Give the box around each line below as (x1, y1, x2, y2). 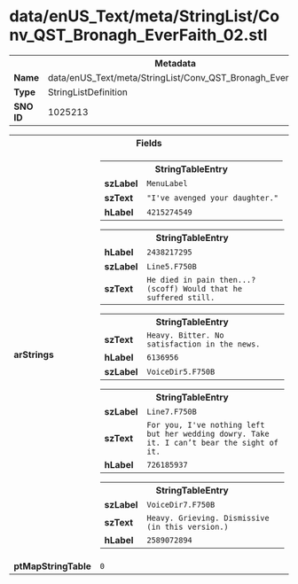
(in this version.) (145, 521, 229, 532)
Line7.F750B (145, 406, 197, 417)
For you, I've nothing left (145, 419, 265, 430)
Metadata (154, 57, 197, 69)
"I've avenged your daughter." (145, 192, 279, 203)
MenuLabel (145, 178, 188, 188)
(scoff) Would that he (145, 284, 242, 293)
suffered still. (145, 292, 216, 302)
